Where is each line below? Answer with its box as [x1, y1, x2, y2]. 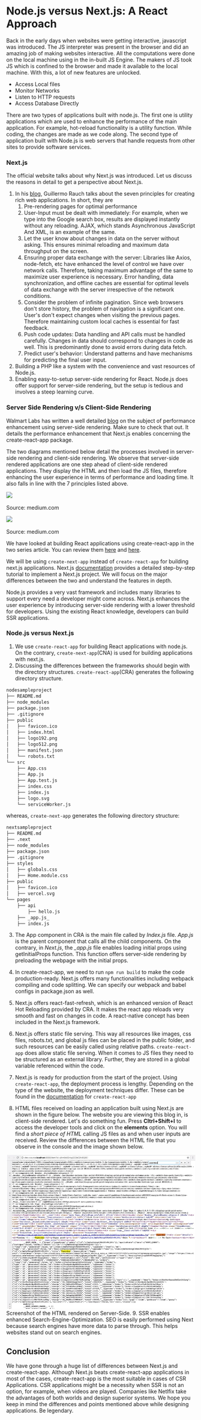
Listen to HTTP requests [14, 93, 75, 100]
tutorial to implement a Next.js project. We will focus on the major [6, 570, 168, 578]
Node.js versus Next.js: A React [6, 4, 168, 18]
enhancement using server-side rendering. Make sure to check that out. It [6, 423, 189, 431]
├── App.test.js [17, 777, 58, 783]
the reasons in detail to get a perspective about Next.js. [6, 179, 143, 186]
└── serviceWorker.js [17, 801, 71, 807]
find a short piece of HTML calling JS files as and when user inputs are [14, 1130, 191, 1137]
